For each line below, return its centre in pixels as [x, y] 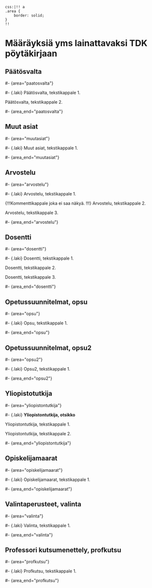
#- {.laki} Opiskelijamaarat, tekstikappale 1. [48, 480]
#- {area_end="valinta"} [29, 535]
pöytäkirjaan [31, 54]
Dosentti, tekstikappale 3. [31, 277]
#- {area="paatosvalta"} [29, 83]
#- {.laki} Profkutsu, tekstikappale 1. [41, 571]
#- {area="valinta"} [24, 516]
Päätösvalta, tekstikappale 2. [34, 102]
